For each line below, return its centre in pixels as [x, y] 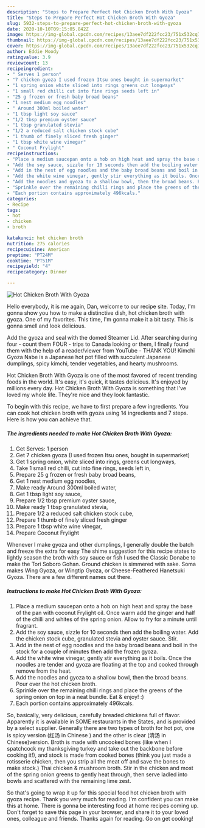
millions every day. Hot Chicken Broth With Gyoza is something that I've [97, 388]
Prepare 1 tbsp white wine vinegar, [59, 526]
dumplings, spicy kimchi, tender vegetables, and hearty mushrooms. [93, 363]
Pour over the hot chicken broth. [56, 684]
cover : [15, 46]
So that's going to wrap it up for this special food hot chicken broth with [97, 793]
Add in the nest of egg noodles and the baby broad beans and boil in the [106, 645]
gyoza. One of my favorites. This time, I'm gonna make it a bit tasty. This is [100, 319]
